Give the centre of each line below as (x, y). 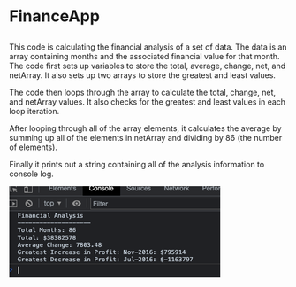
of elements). (33, 147)
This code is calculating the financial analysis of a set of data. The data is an (148, 47)
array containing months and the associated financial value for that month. (144, 56)
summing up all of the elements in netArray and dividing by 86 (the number (146, 137)
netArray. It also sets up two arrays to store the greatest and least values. (143, 75)
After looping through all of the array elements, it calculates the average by (145, 128)
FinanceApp (54, 16)
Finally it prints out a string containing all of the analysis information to (137, 164)
